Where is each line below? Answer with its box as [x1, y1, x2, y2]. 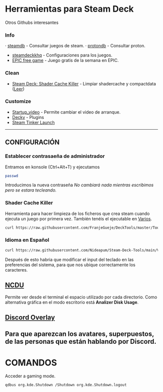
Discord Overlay [5, 313, 55, 321]
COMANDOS [5, 357, 57, 368]
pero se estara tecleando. [5, 187, 57, 193]
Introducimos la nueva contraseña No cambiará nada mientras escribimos [5, 182, 154, 188]
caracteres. [5, 267, 28, 273]
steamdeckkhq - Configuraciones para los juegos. [12, 52, 113, 58]
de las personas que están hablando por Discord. [5, 337, 157, 346]
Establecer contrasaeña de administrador [5, 153, 105, 159]
